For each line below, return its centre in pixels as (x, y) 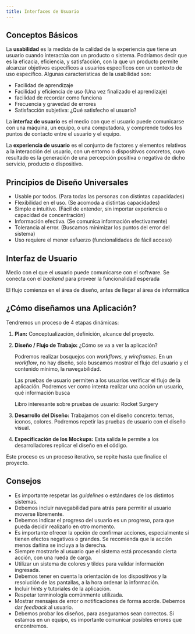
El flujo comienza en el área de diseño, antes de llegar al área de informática (97, 290)
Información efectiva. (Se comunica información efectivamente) (91, 221)
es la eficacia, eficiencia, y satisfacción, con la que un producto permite (92, 61)
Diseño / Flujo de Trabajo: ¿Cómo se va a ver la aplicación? (86, 345)
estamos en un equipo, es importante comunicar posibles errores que (98, 619)
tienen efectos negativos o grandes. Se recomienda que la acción (93, 539)
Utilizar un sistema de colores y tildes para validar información (89, 564)
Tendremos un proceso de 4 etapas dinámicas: (63, 322)
